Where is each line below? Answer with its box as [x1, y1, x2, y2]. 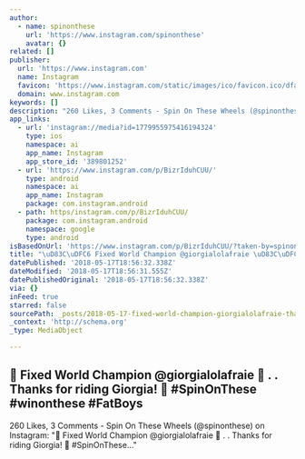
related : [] [9, 47, 54, 56]
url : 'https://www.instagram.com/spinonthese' [25, 30, 205, 39]
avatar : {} [25, 38, 67, 48]
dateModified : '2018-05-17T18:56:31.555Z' [9, 267, 172, 276]
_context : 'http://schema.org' [9, 317, 128, 327]
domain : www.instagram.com [17, 89, 120, 98]
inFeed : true [9, 292, 59, 301]
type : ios [25, 132, 64, 141]
